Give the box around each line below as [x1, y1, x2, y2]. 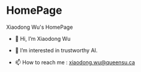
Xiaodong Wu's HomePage [6, 23, 73, 31]
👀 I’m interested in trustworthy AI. [14, 46, 98, 54]
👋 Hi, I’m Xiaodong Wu [14, 35, 71, 42]
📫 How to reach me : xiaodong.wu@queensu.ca [14, 58, 135, 66]
